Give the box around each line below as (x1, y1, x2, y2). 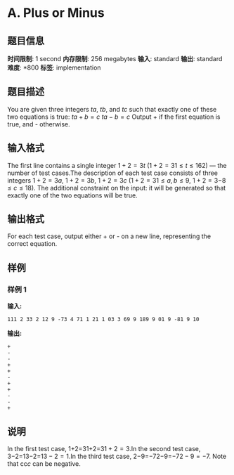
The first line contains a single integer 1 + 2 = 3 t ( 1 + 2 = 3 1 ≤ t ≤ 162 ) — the (7, 161, 227, 169)
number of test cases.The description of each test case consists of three (7, 169, 218, 177)
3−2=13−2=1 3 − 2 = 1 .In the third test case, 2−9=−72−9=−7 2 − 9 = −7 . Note (7, 452, 227, 460)
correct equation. (7, 240, 58, 248)
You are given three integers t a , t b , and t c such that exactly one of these (7, 105, 217, 113)
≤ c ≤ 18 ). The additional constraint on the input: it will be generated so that (7, 183, 226, 192)
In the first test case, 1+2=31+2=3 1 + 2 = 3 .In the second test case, (7, 444, 201, 453)
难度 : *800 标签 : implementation (7, 63, 101, 72)
